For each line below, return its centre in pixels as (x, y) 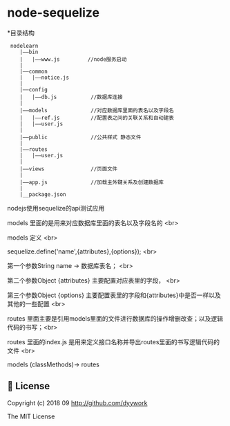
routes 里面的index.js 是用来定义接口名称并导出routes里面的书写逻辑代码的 (113, 341)
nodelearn (24, 46)
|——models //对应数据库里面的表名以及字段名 (97, 110)
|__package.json (43, 194)
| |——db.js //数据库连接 (71, 97)
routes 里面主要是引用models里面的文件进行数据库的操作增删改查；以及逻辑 (115, 318)
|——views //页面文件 (69, 169)
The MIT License (31, 416)
